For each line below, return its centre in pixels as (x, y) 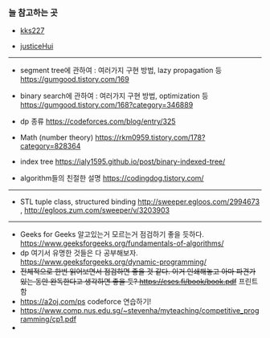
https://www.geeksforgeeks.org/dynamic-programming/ (113, 262)
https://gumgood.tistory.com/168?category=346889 (106, 105)
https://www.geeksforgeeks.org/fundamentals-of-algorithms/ (122, 243)
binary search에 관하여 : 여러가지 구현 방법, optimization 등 (114, 96)
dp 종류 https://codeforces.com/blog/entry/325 (98, 121)
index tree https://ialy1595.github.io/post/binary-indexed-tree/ (123, 161)
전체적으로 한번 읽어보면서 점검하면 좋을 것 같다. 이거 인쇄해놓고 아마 (127, 271)
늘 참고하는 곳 (33, 12)
